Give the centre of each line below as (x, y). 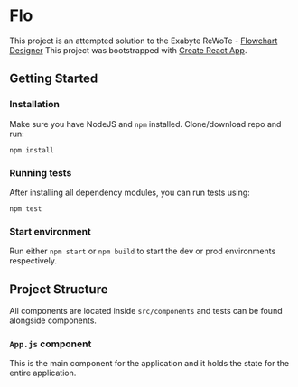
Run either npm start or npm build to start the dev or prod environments (143, 251)
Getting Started (54, 79)
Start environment (51, 231)
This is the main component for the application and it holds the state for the (149, 364)
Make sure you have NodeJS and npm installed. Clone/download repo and (145, 124)
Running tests (41, 172)
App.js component (51, 344)
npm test (26, 208)
